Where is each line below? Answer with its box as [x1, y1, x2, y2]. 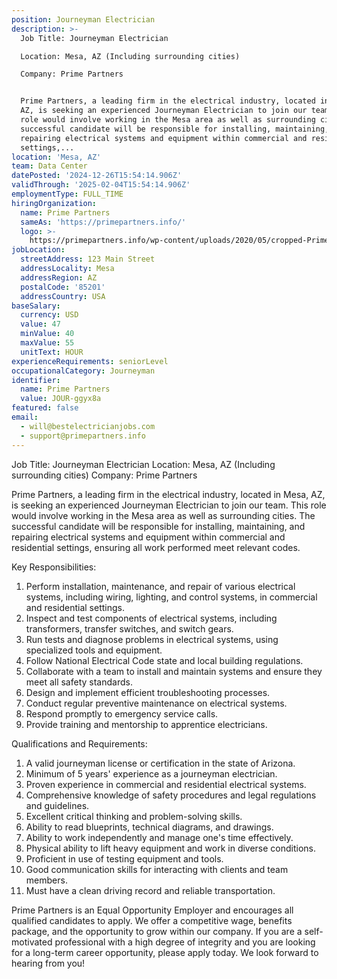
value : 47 [20, 319, 61, 330]
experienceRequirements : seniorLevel [11, 356, 169, 366]
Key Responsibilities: [11, 561, 97, 573]
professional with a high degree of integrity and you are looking [54, 936, 316, 948]
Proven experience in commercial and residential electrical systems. [25, 778, 307, 790]
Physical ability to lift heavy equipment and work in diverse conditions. [25, 842, 317, 854]
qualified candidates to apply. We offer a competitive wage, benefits [11, 914, 293, 926]
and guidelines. [25, 799, 90, 811]
